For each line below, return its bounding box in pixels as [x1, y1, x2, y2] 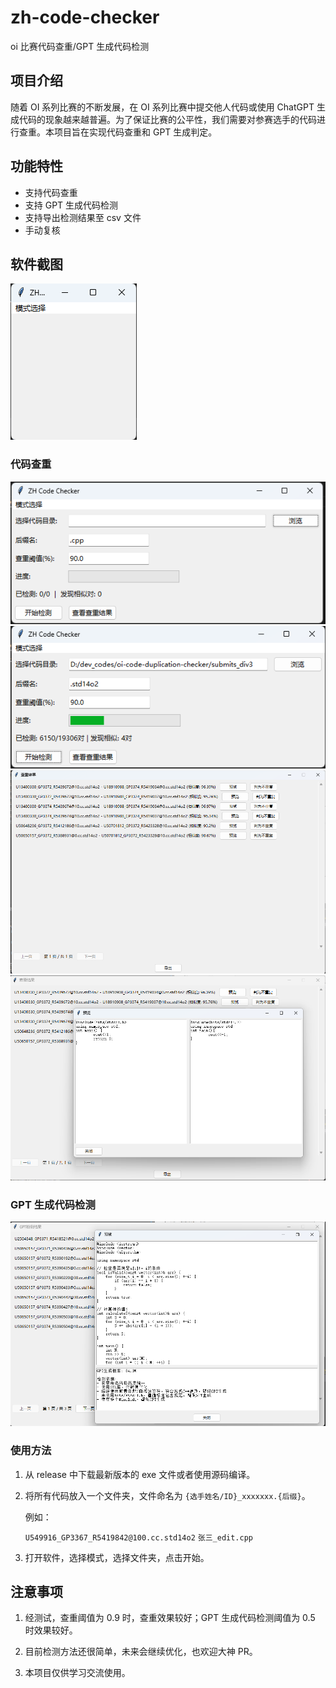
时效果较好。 [24, 1624, 78, 1636]
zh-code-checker [10, 6, 160, 29]
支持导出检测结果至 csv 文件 [24, 211, 142, 223]
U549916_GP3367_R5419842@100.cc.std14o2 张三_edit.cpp [24, 1532, 253, 1543]
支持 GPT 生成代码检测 [24, 199, 119, 211]
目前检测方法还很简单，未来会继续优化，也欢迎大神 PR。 [24, 1646, 258, 1658]
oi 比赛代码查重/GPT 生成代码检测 [10, 40, 150, 52]
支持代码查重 [24, 186, 78, 198]
